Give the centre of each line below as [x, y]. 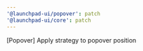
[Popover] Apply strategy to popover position [71, 40]
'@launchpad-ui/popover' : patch [53, 14]
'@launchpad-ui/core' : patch [49, 20]
